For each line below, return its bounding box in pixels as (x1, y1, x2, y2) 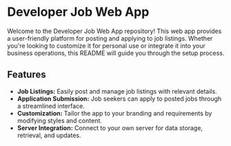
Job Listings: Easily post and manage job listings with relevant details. (17, 87, 217, 95)
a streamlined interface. (17, 101, 85, 110)
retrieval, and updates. (17, 131, 81, 139)
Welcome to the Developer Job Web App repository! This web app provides (7, 27, 222, 35)
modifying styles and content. (17, 116, 102, 125)
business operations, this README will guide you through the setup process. (7, 49, 225, 57)
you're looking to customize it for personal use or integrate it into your (7, 41, 205, 50)
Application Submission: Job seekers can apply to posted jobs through (17, 94, 222, 103)
